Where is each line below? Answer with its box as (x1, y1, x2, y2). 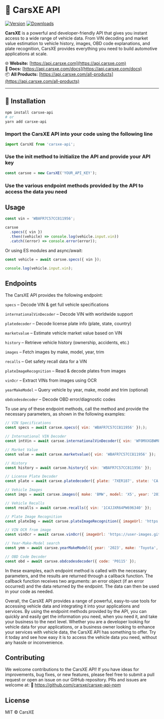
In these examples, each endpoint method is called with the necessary (5, 567, 147, 573)
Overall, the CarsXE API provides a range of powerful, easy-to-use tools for (5, 598, 157, 604)
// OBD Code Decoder (5, 554, 47, 559)
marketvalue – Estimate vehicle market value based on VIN (5, 330, 123, 336)
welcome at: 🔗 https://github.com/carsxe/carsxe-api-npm (5, 682, 121, 688)
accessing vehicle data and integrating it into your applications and (5, 603, 140, 609)
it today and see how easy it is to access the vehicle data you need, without (5, 634, 157, 640)
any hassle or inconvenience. (5, 639, 64, 645)
